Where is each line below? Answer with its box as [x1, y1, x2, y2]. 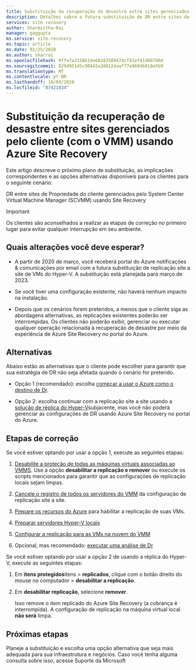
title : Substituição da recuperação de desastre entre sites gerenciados [6, 8, 190, 15]
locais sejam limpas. [14, 479, 64, 486]
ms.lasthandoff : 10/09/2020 [6, 80, 75, 85]
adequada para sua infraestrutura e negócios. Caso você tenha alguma [6, 651, 178, 658]
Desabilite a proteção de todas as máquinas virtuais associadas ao [14, 461, 176, 468]
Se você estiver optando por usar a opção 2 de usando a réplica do [6, 554, 169, 561]
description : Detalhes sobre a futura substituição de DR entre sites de [6, 14, 190, 20]
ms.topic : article [6, 42, 51, 47]
